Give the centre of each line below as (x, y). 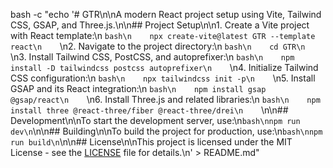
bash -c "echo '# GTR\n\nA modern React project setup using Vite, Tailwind (166, 14)
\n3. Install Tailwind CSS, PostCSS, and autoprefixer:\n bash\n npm (152, 57)
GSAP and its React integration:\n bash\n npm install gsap (138, 88)
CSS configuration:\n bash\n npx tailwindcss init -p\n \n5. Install (163, 78)
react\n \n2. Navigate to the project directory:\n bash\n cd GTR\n (158, 46)
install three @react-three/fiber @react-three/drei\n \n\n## (149, 110)
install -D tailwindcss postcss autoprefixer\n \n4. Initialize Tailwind (164, 67)
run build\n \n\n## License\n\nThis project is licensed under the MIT (151, 142)
